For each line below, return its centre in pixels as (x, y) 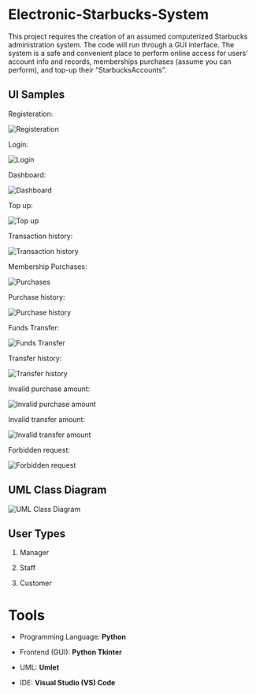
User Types (37, 534)
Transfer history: (35, 358)
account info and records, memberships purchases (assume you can (120, 62)
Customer (36, 583)
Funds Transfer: (34, 327)
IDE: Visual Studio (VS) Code (67, 683)
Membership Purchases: (48, 267)
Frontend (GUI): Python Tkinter (70, 652)
